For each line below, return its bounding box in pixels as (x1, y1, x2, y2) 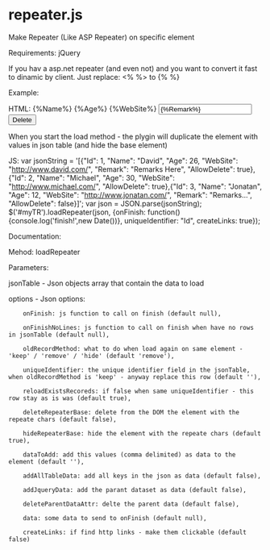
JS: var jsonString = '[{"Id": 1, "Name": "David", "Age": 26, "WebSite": (8, 156, 239, 165)
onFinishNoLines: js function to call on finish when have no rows (23, 323, 254, 331)
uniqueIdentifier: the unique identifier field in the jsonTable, (23, 365, 251, 374)
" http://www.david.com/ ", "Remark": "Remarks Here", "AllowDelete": (8, 164, 235, 174)
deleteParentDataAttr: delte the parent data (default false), (23, 500, 240, 508)
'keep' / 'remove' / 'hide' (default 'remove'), (8, 352, 175, 360)
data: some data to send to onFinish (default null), (23, 514, 207, 522)
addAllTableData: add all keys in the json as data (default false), (23, 472, 262, 480)
